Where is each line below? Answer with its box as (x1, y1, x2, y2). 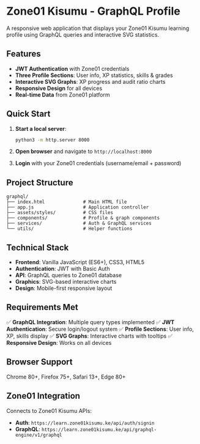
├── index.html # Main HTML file (6, 199, 127, 205)
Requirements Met (6, 302, 78, 313)
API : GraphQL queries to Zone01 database (15, 272, 122, 279)
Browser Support (6, 357, 73, 368)
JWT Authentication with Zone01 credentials (15, 65, 130, 72)
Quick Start (6, 109, 51, 119)
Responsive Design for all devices (15, 84, 103, 92)
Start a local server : (15, 125, 67, 132)
